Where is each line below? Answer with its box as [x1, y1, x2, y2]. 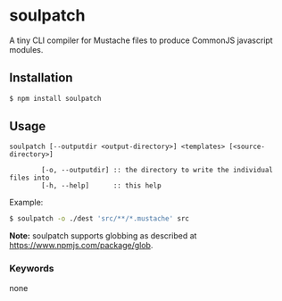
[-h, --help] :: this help [41, 181, 162, 190]
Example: [9, 197, 44, 208]
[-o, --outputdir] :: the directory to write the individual [41, 166, 274, 175]
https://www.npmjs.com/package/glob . [9, 240, 153, 251]
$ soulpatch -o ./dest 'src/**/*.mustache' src [9, 214, 190, 223]
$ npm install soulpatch [9, 94, 102, 103]
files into [9, 173, 50, 183]
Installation [9, 71, 73, 86]
